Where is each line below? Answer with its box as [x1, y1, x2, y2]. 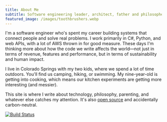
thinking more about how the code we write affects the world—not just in [5, 46, 155, 52]
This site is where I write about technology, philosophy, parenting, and [5, 91, 149, 97]
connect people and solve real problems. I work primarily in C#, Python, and [5, 35, 161, 41]
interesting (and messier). [5, 82, 58, 88]
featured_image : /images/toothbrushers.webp [5, 16, 99, 21]
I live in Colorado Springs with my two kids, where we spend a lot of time [5, 66, 154, 72]
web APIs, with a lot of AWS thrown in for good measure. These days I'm [5, 41, 154, 47]
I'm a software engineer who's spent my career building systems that [5, 30, 147, 36]
